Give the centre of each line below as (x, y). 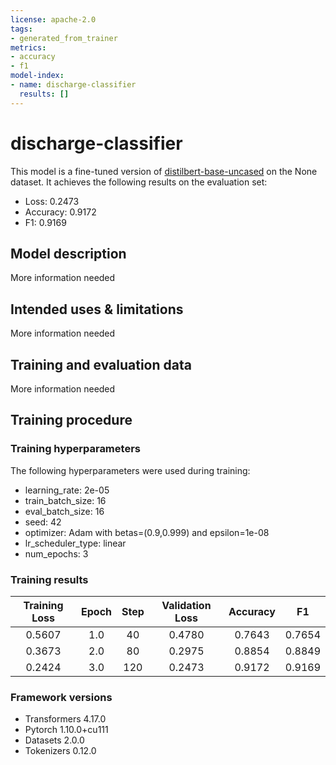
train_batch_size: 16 (65, 500)
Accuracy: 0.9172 (60, 212)
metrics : (28, 47)
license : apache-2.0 (53, 19)
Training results (49, 579)
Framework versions (61, 697)
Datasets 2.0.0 (54, 740)
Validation (186, 605)
